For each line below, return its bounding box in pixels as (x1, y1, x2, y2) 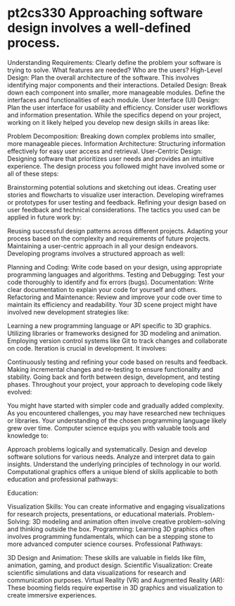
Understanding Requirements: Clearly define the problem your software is (7, 58, 222, 66)
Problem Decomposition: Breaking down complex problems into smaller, (7, 132, 216, 140)
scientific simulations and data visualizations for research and (7, 568, 186, 576)
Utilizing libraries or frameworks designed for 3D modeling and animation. (7, 329, 222, 337)
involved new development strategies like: (7, 308, 129, 316)
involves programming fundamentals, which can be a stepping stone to (7, 532, 213, 540)
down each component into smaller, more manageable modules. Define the (7, 88, 225, 97)
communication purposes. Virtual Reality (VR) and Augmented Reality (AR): (7, 576, 225, 584)
